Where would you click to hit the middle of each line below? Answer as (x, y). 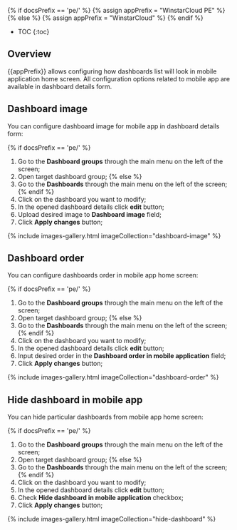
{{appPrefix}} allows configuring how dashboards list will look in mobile (112, 71)
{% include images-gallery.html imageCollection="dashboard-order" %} (113, 377)
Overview (30, 54)
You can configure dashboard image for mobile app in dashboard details (114, 126)
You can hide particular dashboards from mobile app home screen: (106, 417)
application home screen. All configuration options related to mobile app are (118, 78)
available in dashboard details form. (60, 86)
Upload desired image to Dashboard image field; (89, 214)
